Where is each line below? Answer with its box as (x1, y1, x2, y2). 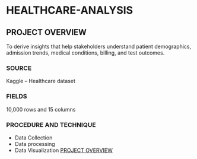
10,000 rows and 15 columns (6, 106, 76, 113)
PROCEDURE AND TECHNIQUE (6, 120, 96, 129)
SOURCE (6, 63, 32, 72)
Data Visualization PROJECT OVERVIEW (14, 147, 113, 154)
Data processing (14, 140, 55, 147)
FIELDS (6, 93, 27, 101)
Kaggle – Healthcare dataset (6, 78, 76, 85)
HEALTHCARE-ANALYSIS (6, 4, 134, 17)
